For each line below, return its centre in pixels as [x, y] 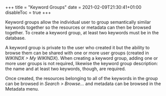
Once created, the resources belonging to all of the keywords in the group [81, 78]
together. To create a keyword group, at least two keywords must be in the [82, 33]
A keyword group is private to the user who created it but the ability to [77, 48]
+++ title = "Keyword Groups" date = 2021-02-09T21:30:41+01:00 [73, 7]
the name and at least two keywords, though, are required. [66, 69]
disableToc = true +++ [28, 12]
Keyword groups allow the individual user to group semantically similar [78, 22]
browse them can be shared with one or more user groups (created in [77, 53]
